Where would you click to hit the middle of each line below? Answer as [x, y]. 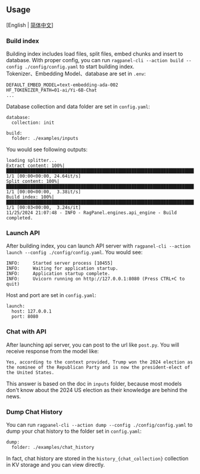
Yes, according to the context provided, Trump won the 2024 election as [100, 362]
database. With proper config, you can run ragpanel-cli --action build [95, 60]
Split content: [25, 182]
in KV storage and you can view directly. [56, 465]
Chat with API [26, 332]
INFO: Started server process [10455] [60, 263]
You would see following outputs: [47, 149]
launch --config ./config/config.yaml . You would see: [74, 252]
